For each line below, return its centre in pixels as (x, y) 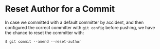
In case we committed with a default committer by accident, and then (74, 22)
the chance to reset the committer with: (44, 33)
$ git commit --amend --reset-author (43, 41)
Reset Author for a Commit (60, 9)
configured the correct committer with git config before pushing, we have (80, 27)
